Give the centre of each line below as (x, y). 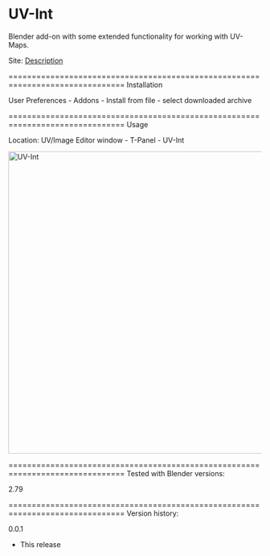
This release (41, 544)
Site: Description (36, 60)
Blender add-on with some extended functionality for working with (119, 36)
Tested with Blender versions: (176, 473)
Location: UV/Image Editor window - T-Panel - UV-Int (96, 140)
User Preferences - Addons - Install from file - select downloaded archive (130, 100)
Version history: (153, 513)
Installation (145, 85)
